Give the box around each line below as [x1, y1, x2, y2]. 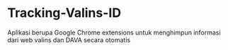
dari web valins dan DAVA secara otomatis [7, 35, 131, 44]
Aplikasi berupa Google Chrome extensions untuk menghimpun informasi [7, 28, 221, 37]
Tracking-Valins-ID [7, 5, 122, 21]
